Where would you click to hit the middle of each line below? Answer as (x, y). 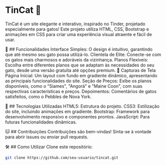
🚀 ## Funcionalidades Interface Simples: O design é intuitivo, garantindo (79, 49)
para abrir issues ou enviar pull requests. (47, 137)
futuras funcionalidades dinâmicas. (41, 122)
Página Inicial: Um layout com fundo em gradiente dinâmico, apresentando (81, 75)
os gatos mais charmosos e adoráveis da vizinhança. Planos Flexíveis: (77, 59)
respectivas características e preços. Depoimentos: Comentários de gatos (81, 91)
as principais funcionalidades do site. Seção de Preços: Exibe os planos (79, 81)
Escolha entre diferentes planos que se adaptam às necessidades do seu (80, 65)
